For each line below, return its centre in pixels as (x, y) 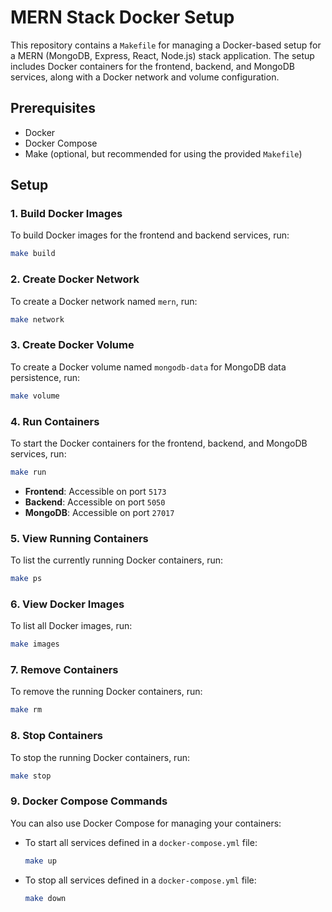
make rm (26, 710)
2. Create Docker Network (75, 279)
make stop (31, 776)
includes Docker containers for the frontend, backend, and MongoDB (152, 66)
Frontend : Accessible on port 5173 (95, 491)
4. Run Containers (55, 421)
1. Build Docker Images (66, 214)
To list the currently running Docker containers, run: (116, 560)
